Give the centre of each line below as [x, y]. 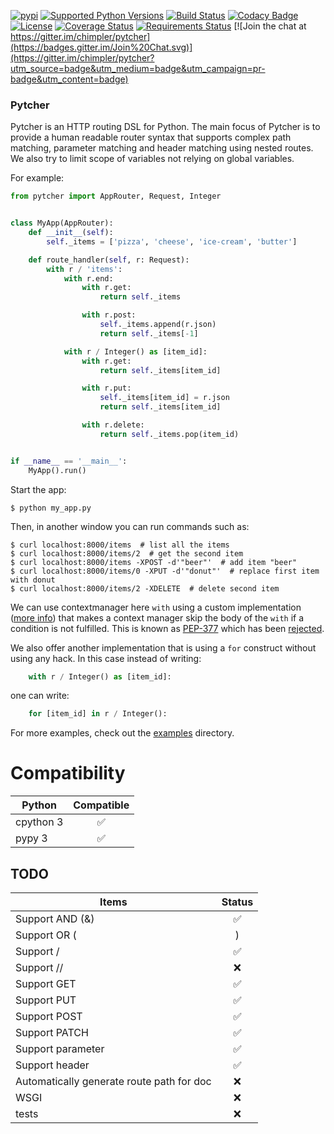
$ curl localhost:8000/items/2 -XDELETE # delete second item [145, 588]
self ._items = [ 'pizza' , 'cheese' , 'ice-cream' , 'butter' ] [172, 241]
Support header [52, 1065]
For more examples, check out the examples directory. [122, 733]
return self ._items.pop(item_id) [169, 434]
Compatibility [68, 773]
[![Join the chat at [270, 26]
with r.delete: [113, 425]
